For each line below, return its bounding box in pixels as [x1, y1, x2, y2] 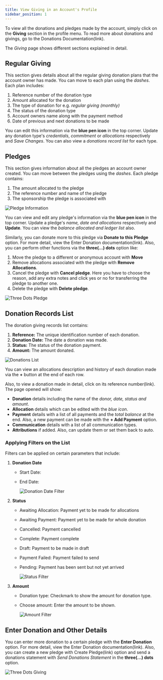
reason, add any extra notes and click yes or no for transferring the [12, 275, 147, 281]
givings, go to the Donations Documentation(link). [5, 35, 105, 42]
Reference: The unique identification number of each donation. [12, 332, 140, 338]
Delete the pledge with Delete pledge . [12, 286, 89, 291]
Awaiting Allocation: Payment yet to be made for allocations [19, 508, 139, 513]
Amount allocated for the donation [12, 97, 81, 103]
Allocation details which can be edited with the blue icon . [12, 406, 128, 412]
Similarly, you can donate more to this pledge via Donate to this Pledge [5, 235, 149, 241]
